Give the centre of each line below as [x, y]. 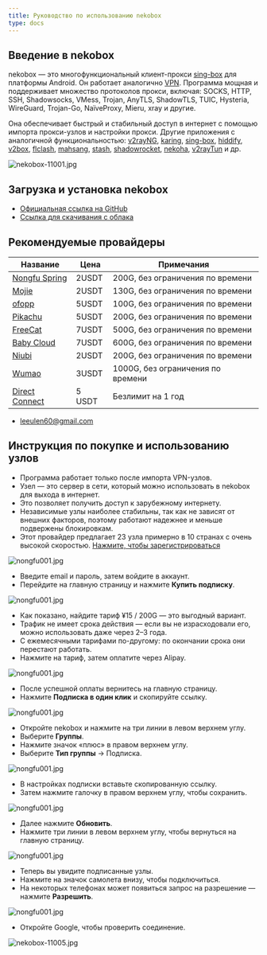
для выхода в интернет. [60, 494]
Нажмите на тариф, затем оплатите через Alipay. [103, 657]
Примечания [184, 264]
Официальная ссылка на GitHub [74, 209]
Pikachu [27, 317]
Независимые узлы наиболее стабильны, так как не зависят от [127, 511]
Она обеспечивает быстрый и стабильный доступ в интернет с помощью [133, 123]
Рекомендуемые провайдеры [87, 242]
